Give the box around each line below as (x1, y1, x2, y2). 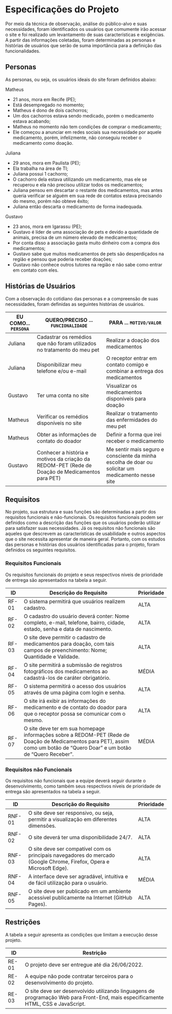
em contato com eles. (12, 267, 59, 273)
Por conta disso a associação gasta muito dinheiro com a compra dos (12, 240, 160, 246)
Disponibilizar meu (36, 361, 82, 368)
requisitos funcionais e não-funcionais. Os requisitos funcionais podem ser (5, 514, 164, 521)
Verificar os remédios (36, 413, 89, 420)
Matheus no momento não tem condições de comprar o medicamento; (12, 123, 162, 129)
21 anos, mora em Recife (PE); (12, 96, 76, 102)
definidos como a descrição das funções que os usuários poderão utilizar (5, 520, 161, 526)
